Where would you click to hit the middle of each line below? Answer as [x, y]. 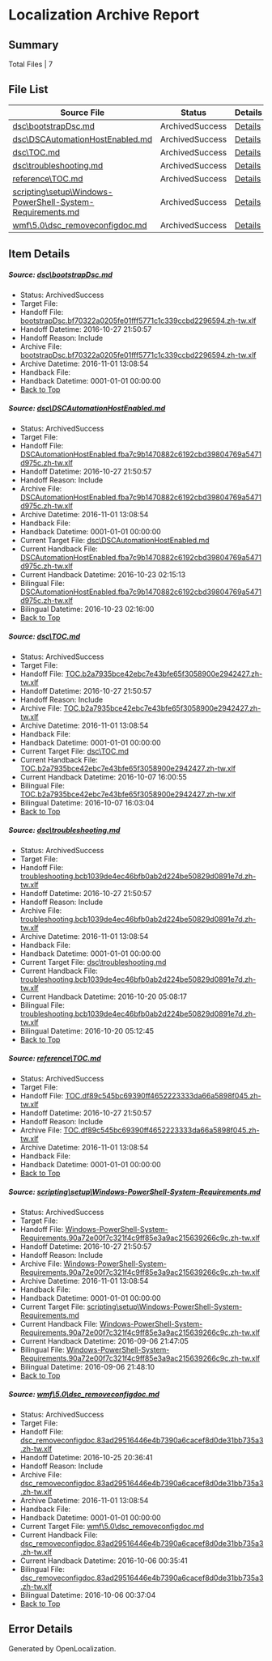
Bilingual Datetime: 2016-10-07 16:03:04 [87, 803]
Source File [83, 113]
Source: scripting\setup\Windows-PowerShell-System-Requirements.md [135, 1192]
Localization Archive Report [104, 15]
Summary [34, 45]
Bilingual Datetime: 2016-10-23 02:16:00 [87, 610]
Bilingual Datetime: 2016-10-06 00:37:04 [88, 1595]
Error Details [40, 1629]
